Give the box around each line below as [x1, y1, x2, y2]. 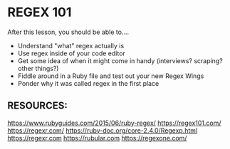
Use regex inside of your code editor [17, 49, 126, 57]
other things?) [17, 64, 59, 72]
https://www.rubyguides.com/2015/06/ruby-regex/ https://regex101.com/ [7, 118, 222, 127]
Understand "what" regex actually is [17, 41, 125, 50]
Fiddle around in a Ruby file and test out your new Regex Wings [17, 72, 204, 80]
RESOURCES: [7, 100, 68, 112]
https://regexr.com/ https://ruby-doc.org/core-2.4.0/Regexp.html [7, 126, 198, 135]
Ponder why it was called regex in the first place [17, 79, 160, 87]
